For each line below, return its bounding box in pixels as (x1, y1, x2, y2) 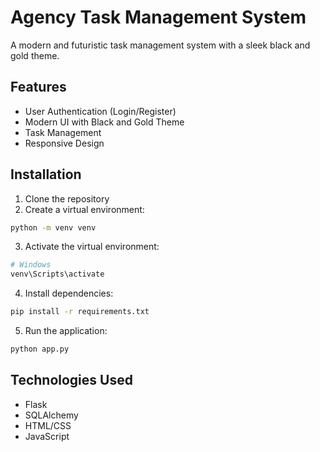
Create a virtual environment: (24, 203, 145, 215)
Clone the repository (24, 192, 110, 205)
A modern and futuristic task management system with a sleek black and (10, 39, 311, 51)
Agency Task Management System (10, 6, 307, 29)
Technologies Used (10, 372, 133, 389)
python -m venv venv (10, 222, 97, 233)
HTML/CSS (24, 419, 72, 431)
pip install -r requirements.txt (10, 307, 150, 317)
